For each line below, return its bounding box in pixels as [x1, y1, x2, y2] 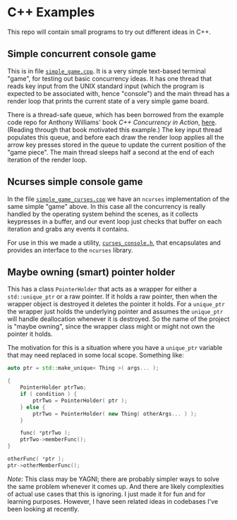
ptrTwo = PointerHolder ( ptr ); [32, 397, 128, 404]
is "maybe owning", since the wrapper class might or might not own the [7, 322, 215, 331]
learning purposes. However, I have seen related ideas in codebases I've [7, 497, 219, 505]
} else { [20, 404, 46, 411]
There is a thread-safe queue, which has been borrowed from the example [7, 110, 224, 119]
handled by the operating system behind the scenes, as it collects [7, 210, 199, 218]
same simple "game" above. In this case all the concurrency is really [7, 202, 206, 210]
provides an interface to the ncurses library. [7, 246, 133, 254]
